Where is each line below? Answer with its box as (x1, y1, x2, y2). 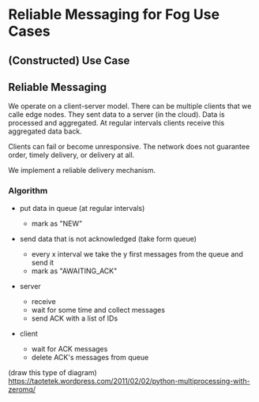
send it (31, 257, 54, 267)
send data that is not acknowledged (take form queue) (19, 234, 197, 243)
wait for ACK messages (31, 344, 108, 353)
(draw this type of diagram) (8, 367, 97, 377)
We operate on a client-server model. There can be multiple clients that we (8, 101, 252, 111)
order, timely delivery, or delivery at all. (8, 150, 135, 160)
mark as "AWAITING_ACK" (31, 266, 118, 276)
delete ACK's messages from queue (31, 352, 149, 362)
